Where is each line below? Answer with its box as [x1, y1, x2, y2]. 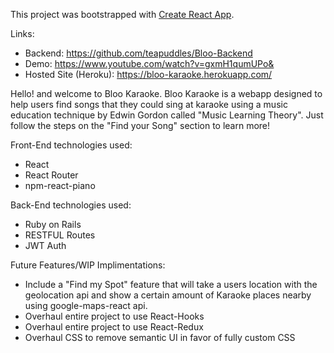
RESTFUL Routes [24, 229, 96, 241]
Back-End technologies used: [10, 199, 132, 211]
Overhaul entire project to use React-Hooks [24, 310, 205, 322]
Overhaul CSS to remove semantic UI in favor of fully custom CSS [24, 332, 296, 343]
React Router [24, 169, 79, 181]
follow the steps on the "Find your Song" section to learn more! [10, 120, 271, 131]
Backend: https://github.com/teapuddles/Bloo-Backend [24, 47, 253, 59]
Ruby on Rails [24, 219, 82, 230]
